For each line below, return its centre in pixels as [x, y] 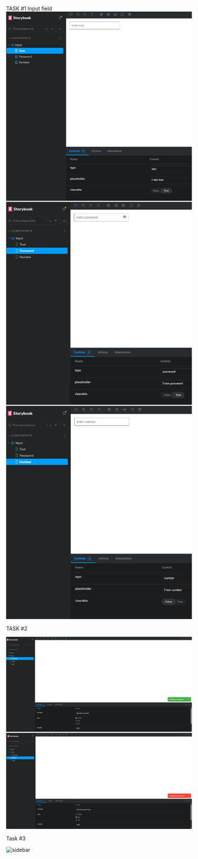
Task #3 [16, 838]
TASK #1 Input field [29, 9]
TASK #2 [17, 628]
